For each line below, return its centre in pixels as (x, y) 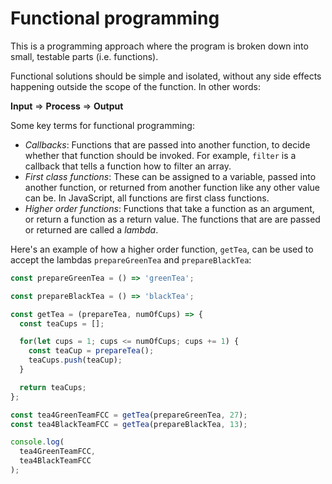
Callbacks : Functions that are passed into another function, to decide (167, 144)
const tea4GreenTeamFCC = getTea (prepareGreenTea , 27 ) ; (129, 415)
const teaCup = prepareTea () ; (91, 351)
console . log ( (37, 442)
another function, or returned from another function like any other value (172, 187)
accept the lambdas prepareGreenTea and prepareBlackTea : (131, 259)
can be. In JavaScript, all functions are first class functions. (147, 198)
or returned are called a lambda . (91, 229)
